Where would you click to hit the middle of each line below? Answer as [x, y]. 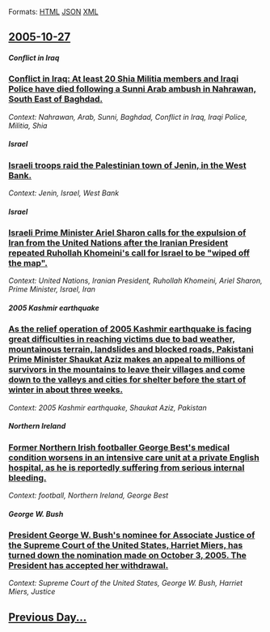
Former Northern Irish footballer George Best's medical [119, 447]
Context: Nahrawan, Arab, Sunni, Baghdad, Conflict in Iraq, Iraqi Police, [128, 117]
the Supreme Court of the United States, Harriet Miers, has [126, 545]
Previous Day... [48, 617]
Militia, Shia [28, 126]
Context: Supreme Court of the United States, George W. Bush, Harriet [126, 583]
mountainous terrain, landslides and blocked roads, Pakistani [131, 349]
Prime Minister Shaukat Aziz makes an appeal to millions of [127, 360]
